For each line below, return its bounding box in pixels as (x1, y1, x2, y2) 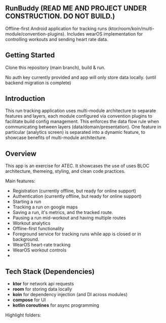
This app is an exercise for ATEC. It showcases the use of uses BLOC (5, 163, 149, 169)
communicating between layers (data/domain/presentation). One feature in (5, 124, 161, 130)
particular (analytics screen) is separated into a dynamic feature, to (5, 129, 146, 135)
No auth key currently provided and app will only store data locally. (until (5, 74, 156, 80)
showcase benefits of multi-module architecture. (5, 134, 107, 141)
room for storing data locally (12, 286, 72, 292)
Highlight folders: (5, 312, 41, 318)
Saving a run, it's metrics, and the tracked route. (12, 209, 113, 216)
